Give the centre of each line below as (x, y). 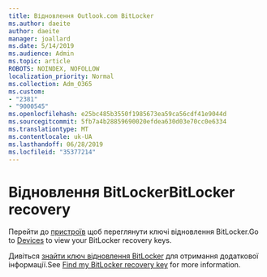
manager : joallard (39, 39)
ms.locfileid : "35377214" (52, 152)
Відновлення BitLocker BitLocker (122, 192)
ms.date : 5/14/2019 (41, 46)
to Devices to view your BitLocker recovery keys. (90, 240)
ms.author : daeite (39, 24)
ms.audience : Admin (41, 54)
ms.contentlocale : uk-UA (50, 136)
